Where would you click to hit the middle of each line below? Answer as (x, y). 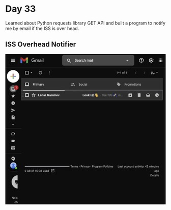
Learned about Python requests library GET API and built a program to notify (85, 23)
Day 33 (21, 9)
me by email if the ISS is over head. (42, 28)
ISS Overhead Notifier (41, 45)
